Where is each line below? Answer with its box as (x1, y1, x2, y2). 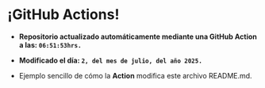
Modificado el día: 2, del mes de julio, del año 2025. (18, 55, 203, 65)
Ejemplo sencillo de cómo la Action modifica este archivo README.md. (18, 71, 252, 80)
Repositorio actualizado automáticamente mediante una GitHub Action (18, 32, 257, 41)
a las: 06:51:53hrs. (18, 40, 82, 49)
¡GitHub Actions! (7, 6, 120, 24)
